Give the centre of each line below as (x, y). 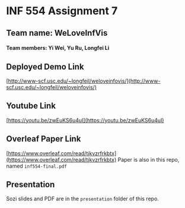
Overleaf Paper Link (44, 139)
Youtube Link (31, 106)
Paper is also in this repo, (149, 159)
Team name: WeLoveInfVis (57, 33)
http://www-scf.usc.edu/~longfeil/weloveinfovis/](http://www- (84, 81)
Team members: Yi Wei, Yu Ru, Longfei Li (58, 48)
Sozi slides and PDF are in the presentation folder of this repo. (82, 199)
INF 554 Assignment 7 (62, 11)
